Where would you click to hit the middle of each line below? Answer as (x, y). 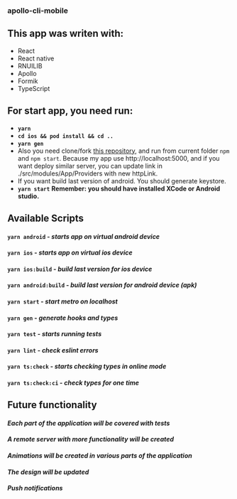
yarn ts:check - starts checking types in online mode (87, 366)
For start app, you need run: (70, 111)
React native (36, 58)
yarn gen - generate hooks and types (63, 318)
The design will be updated (48, 472)
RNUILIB (30, 65)
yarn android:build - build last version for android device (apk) (102, 285)
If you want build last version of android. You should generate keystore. (122, 181)
